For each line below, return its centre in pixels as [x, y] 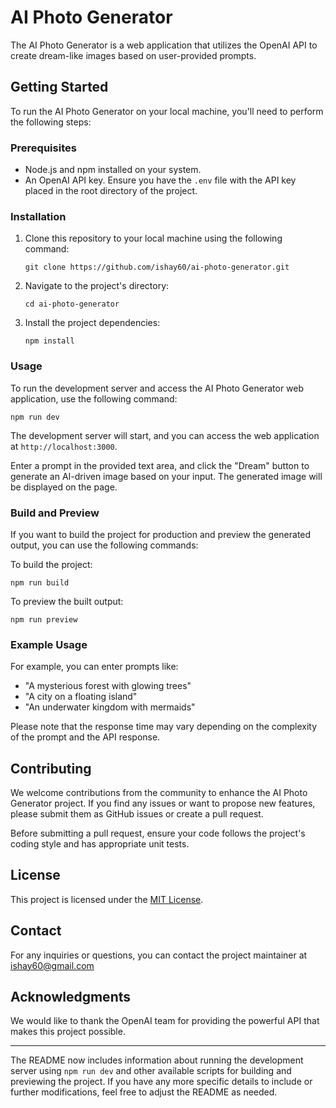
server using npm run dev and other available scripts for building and [151, 1071]
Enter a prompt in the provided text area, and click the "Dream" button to [160, 465]
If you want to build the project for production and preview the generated [161, 534]
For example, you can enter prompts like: [94, 667]
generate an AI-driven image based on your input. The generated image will [166, 476]
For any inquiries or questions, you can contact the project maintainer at [159, 955]
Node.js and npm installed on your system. [113, 170]
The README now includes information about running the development [157, 1060]
